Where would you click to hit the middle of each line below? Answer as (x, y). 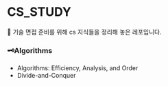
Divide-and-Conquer (47, 76)
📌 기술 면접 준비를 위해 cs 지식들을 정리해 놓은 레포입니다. (85, 32)
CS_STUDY (39, 12)
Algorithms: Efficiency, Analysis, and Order (77, 68)
